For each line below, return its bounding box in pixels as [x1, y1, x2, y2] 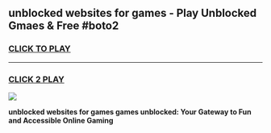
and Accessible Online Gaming [8, 115, 114, 125]
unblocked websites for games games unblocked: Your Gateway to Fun [8, 106, 252, 116]
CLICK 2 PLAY [8, 73, 65, 85]
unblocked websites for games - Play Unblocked [8, 6, 257, 20]
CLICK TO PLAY [8, 44, 71, 55]
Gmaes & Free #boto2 [8, 19, 119, 33]
